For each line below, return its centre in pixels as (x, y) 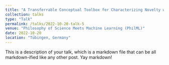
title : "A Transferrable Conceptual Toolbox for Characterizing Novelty (83, 10)
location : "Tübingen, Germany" (38, 38)
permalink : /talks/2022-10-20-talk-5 (45, 24)
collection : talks (24, 14)
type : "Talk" (19, 19)
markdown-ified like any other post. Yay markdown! (59, 57)
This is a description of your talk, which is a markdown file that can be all (81, 52)
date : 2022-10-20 (23, 33)
